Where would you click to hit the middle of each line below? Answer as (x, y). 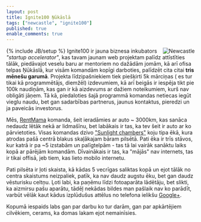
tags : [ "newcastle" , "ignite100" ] (49, 23)
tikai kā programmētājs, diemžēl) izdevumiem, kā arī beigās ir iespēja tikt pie (100, 83)
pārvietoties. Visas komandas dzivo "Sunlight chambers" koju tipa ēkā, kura (100, 133)
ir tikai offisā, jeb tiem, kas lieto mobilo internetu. (66, 158)
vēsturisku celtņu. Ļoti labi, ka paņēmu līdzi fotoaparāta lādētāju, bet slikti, (98, 183)
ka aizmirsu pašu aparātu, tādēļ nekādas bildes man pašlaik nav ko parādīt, (99, 188)
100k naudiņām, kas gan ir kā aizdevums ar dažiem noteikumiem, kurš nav (98, 89)
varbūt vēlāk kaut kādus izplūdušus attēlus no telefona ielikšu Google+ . (94, 195)
